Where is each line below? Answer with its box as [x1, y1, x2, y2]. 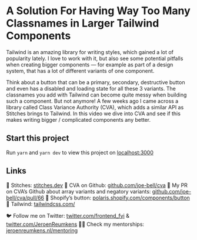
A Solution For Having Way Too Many [6, 4, 191, 18]
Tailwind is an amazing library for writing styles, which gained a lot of [6, 48, 174, 55]
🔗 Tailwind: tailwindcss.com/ [6, 200, 75, 207]
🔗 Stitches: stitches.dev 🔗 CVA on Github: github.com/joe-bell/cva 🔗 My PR [6, 181, 188, 189]
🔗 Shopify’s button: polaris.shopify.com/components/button [45, 194, 190, 201]
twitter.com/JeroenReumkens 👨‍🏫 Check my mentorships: [6, 221, 145, 228]
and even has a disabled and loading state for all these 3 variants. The [6, 85, 176, 92]
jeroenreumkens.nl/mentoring [6, 226, 78, 234]
